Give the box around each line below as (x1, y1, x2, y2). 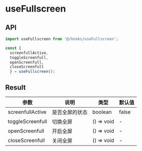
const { (5, 45, 22, 51)
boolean (92, 108, 112, 115)
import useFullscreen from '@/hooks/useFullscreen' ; (5, 36, 119, 41)
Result (5, 83, 26, 91)
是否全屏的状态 (52, 109, 87, 116)
